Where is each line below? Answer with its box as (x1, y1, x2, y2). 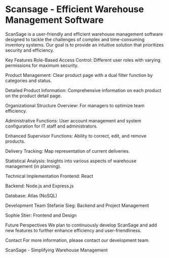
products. (5, 138, 25, 144)
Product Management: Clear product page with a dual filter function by (5, 72, 153, 78)
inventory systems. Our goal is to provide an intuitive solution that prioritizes (5, 41, 164, 48)
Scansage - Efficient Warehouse (5, 4, 144, 15)
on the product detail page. (5, 93, 62, 99)
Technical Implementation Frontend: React (5, 173, 94, 179)
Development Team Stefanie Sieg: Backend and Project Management (5, 202, 149, 208)
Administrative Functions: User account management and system (5, 117, 142, 123)
